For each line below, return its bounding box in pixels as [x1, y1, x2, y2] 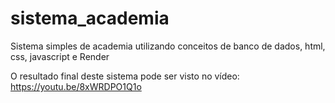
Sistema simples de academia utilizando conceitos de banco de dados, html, [10, 40, 326, 52]
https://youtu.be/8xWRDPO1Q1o [10, 80, 142, 92]
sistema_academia [10, 7, 170, 30]
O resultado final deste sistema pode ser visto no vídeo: [10, 70, 240, 82]
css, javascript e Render [10, 50, 110, 62]
